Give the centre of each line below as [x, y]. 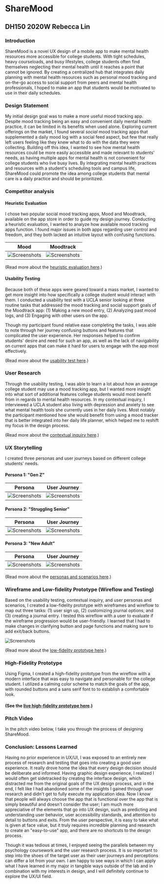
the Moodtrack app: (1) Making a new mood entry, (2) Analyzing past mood [81, 310]
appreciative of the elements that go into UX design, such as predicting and [81, 810]
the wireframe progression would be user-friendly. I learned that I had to [78, 621]
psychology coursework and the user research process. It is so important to [81, 850]
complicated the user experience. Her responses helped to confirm [73, 335]
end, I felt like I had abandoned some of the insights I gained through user [79, 789]
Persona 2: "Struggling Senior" [37, 509]
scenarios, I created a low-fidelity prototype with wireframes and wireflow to [82, 605]
